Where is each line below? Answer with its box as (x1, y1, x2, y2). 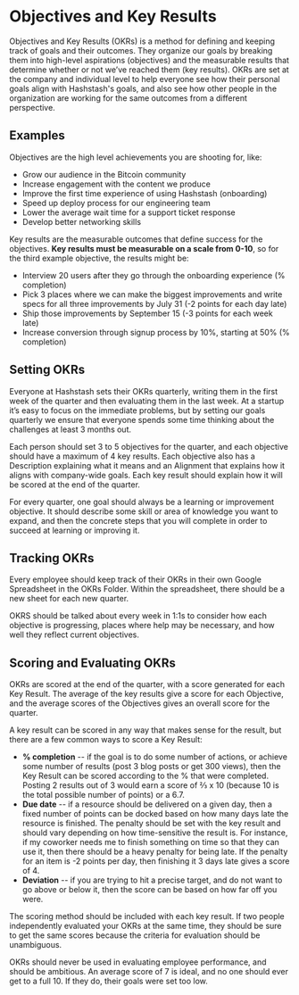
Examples (9, 128, 65, 144)
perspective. (9, 102, 55, 112)
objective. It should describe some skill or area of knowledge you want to (9, 506, 278, 517)
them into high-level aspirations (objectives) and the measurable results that (9, 54, 290, 65)
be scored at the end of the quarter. (9, 479, 141, 490)
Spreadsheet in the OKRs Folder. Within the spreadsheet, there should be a (9, 584, 286, 594)
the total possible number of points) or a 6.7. (21, 790, 186, 800)
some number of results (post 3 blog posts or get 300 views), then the (21, 761, 281, 772)
